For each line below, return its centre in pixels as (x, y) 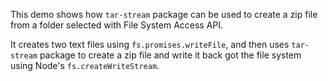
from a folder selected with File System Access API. (117, 25)
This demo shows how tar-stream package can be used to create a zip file (164, 14)
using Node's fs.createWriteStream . (85, 65)
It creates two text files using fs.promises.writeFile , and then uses (150, 44)
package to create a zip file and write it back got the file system (170, 55)
